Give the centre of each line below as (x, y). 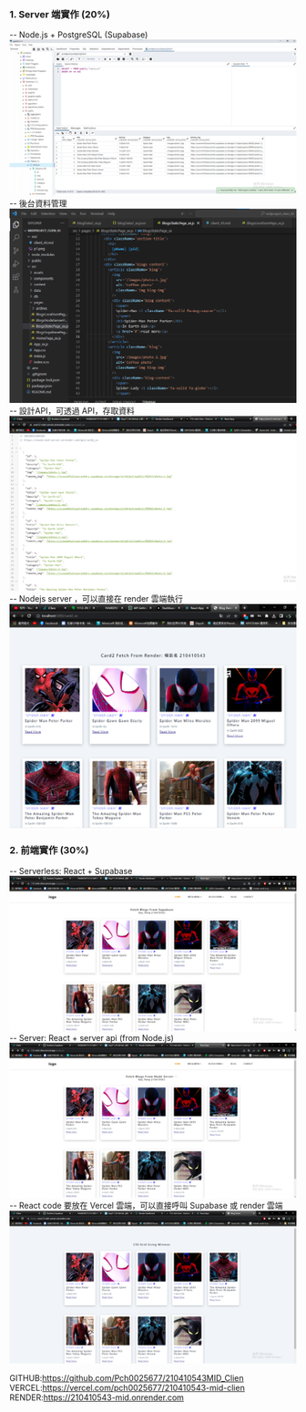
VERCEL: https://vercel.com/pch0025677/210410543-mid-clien (127, 1388)
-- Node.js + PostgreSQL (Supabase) (79, 35)
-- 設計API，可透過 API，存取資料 (72, 410)
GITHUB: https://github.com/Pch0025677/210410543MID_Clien (127, 1378)
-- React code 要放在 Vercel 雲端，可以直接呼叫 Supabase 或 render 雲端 (147, 1206)
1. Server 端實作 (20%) (60, 14)
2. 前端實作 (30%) (49, 850)
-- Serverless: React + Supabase (71, 871)
